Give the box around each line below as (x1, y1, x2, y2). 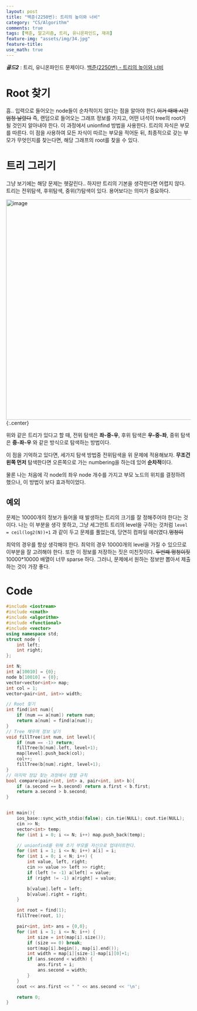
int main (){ (6, 810, 35, 816)
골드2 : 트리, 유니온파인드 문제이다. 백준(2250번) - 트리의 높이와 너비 (6, 63, 164, 71)
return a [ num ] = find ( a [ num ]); (16, 718, 93, 724)
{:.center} (6, 419, 29, 426)
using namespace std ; (6, 631, 59, 637)
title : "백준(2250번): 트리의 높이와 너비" (6, 14, 101, 20)
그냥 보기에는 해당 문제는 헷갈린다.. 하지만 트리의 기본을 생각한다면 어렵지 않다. (6, 180, 186, 187)
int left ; (16, 642, 41, 648)
